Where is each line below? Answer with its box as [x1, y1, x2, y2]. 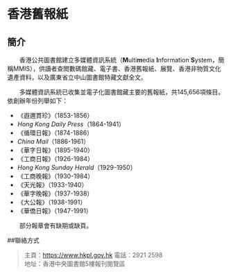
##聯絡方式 [7, 237, 40, 244]
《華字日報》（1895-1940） [17, 146, 94, 154]
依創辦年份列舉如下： [7, 96, 68, 105]
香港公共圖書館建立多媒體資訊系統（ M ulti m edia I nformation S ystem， [19, 56, 219, 64]
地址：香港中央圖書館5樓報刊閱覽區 [24, 259, 126, 268]
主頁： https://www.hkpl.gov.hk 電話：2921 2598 [24, 251, 163, 259]
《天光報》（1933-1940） [17, 181, 88, 189]
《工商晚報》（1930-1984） [17, 172, 94, 180]
